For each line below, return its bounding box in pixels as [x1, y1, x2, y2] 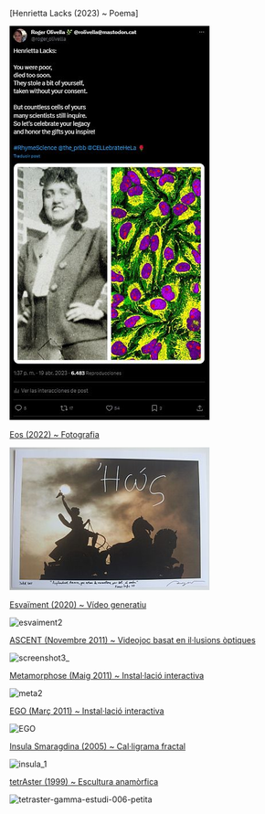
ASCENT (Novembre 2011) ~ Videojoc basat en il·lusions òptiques [9, 635, 256, 645]
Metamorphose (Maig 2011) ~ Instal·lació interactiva [9, 671, 205, 681]
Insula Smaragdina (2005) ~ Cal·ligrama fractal [9, 741, 185, 752]
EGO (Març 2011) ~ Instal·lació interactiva [9, 705, 164, 716]
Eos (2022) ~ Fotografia [9, 429, 101, 439]
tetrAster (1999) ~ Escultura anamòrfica [9, 777, 159, 787]
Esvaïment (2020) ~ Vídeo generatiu [9, 599, 147, 610]
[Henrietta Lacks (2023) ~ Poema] [9, 8, 139, 18]
